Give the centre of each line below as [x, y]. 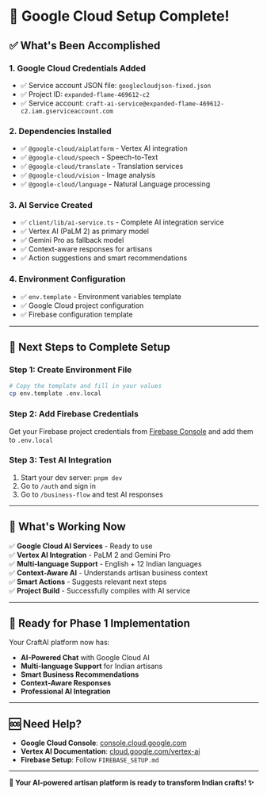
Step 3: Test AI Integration [60, 460]
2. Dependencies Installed [60, 131]
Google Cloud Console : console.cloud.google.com [103, 743]
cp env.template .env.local [55, 394]
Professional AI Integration [65, 691]
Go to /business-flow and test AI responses [92, 494]
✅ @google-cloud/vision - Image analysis [88, 175]
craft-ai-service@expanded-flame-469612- [155, 104]
